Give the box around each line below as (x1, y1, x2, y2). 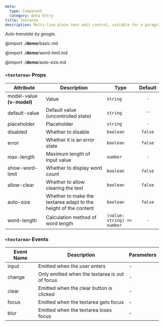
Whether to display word (45, 164, 102, 171)
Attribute (14, 84, 35, 91)
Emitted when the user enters (38, 263, 106, 269)
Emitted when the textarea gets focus (38, 299, 124, 306)
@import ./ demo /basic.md (5, 41, 59, 46)
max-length (7, 153, 35, 160)
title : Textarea (5, 18, 38, 22)
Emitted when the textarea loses (38, 306, 112, 313)
